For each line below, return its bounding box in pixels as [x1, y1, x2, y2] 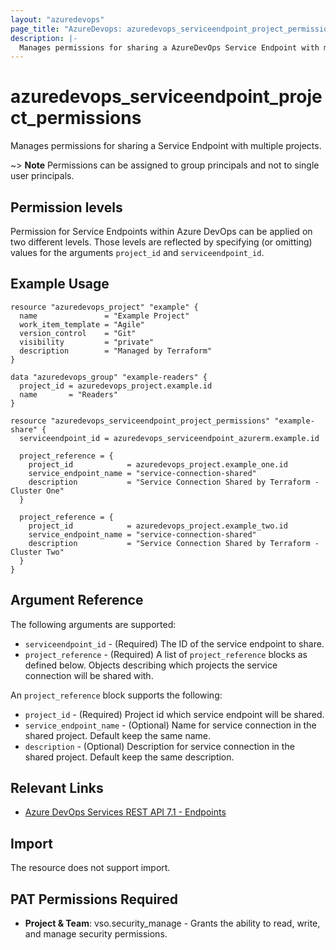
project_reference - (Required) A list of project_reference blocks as [24, 648, 308, 660]
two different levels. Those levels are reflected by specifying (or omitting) [10, 236, 313, 248]
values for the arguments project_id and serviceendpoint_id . [10, 247, 265, 258]
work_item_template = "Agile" [19, 319, 145, 330]
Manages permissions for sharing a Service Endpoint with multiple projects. [10, 140, 322, 152]
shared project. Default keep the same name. [24, 729, 211, 741]
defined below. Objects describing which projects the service [24, 659, 278, 671]
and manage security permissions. [24, 928, 168, 940]
